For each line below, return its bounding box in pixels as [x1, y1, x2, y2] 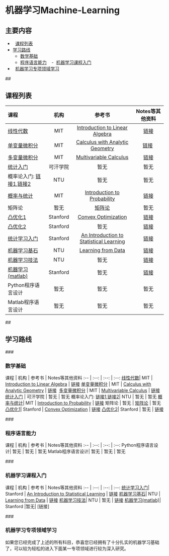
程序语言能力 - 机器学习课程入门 [20, 59, 92, 65]
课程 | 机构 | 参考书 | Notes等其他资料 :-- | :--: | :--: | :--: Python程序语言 [5, 442, 154, 448]
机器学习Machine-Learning [5, 5, 120, 16]
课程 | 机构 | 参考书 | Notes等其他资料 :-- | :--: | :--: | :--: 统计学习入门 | [5, 484, 150, 491]
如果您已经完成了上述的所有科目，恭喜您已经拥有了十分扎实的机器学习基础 [5, 539, 159, 545]
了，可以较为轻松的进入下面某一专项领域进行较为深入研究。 [5, 545, 129, 551]
